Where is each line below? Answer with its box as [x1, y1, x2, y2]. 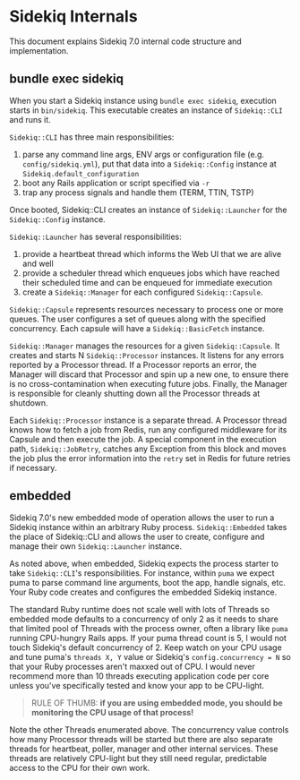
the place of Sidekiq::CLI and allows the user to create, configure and [9, 531, 265, 542]
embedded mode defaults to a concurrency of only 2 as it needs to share [9, 613, 279, 624]
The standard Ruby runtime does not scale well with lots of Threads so [9, 604, 270, 614]
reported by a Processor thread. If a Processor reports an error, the [9, 359, 257, 370]
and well [21, 258, 54, 269]
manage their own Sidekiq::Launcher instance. [9, 540, 183, 552]
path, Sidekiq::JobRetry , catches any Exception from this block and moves [9, 443, 287, 454]
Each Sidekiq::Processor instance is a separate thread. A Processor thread [9, 415, 287, 425]
